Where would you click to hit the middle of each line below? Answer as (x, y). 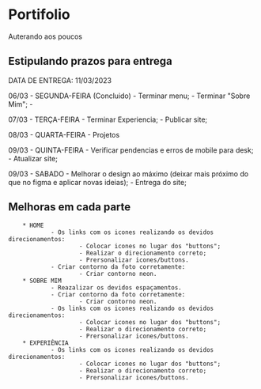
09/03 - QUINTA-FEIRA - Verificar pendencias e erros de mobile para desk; (131, 150)
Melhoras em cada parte (70, 207)
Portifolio (39, 15)
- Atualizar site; (33, 158)
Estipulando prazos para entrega (90, 61)
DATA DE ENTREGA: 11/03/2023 (60, 80)
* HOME (33, 225)
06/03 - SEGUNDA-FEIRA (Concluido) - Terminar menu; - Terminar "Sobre (129, 96)
